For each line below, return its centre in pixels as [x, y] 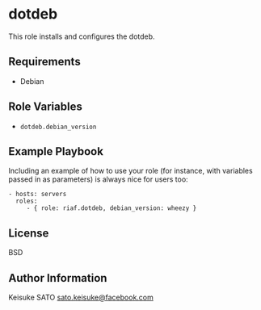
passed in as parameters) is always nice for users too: [98, 179]
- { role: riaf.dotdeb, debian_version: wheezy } [112, 208]
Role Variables [45, 107]
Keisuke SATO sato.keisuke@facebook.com [81, 297]
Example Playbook [56, 151]
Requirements [44, 62]
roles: [27, 201]
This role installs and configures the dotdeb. [82, 36]
